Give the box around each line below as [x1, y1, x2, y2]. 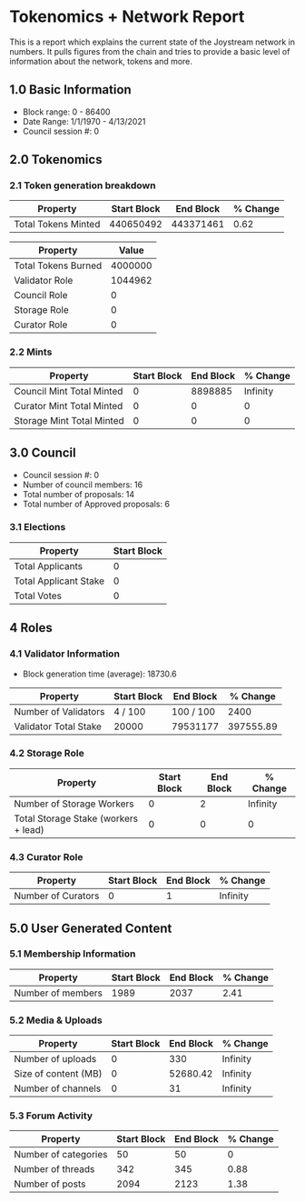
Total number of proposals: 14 [22, 488, 134, 499]
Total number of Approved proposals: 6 [22, 498, 171, 509]
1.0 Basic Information [9, 82, 132, 97]
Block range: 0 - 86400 [22, 106, 111, 117]
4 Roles [9, 620, 53, 636]
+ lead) [14, 823, 45, 836]
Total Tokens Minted [14, 218, 101, 231]
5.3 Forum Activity [9, 1109, 93, 1122]
